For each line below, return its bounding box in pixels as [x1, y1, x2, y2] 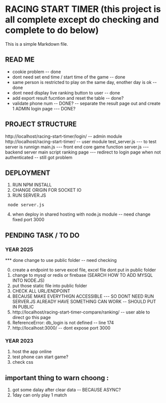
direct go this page [12, 315, 51, 321]
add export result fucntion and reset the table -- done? [12, 95, 124, 101]
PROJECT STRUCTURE [5, 120, 77, 129]
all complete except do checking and [5, 14, 159, 25]
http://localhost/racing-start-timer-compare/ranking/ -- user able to [12, 309, 150, 315]
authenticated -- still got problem [5, 154, 73, 160]
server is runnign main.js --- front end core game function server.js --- [5, 144, 149, 150]
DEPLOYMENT [5, 168, 50, 177]
